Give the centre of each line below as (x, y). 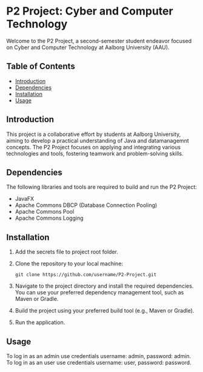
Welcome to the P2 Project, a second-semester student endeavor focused (99, 41)
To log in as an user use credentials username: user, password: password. (99, 363)
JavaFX (25, 199)
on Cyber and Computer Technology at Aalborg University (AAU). (88, 47)
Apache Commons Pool (45, 212)
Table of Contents (41, 66)
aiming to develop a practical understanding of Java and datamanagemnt (98, 140)
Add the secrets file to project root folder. (66, 252)
